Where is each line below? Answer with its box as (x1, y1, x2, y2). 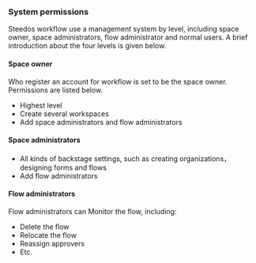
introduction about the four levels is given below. (8, 41, 167, 51)
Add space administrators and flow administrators (19, 117, 183, 126)
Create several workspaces (19, 109, 109, 118)
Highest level (19, 100, 62, 110)
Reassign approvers (19, 239, 85, 248)
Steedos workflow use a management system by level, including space (8, 24, 239, 34)
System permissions (8, 6, 89, 17)
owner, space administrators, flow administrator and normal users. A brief (8, 32, 248, 42)
